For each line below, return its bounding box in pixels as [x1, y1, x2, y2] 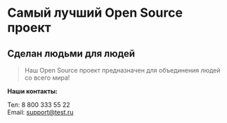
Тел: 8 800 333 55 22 [7, 101, 70, 109]
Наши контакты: [7, 87, 58, 95]
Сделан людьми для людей [7, 48, 136, 59]
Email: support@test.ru [7, 108, 74, 116]
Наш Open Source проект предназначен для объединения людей [24, 66, 221, 74]
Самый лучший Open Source [7, 5, 183, 21]
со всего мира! [24, 73, 70, 82]
